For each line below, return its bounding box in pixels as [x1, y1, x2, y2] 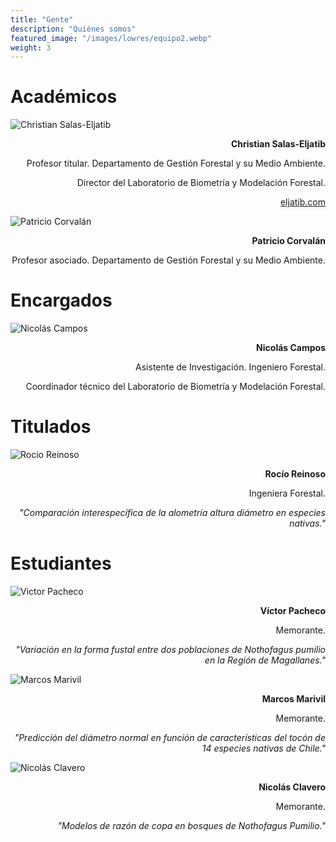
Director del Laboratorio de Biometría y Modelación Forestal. [76, 177, 326, 189]
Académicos [10, 86, 118, 108]
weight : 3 [10, 42, 52, 53]
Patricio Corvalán [251, 235, 326, 247]
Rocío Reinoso [264, 468, 326, 480]
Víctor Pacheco [259, 605, 326, 616]
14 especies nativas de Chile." [201, 742, 326, 754]
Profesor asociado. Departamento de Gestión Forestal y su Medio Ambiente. [11, 254, 326, 266]
